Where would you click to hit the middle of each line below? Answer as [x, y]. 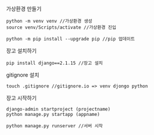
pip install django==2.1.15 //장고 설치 [55, 63]
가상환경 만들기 [24, 9]
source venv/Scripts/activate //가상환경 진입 [61, 27]
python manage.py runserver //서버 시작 [55, 126]
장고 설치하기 [21, 51]
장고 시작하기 [21, 98]
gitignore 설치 [23, 75]
